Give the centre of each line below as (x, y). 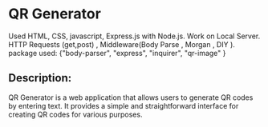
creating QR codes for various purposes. (75, 114)
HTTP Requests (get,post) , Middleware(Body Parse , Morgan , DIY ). (122, 44)
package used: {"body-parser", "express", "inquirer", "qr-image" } (117, 53)
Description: (40, 78)
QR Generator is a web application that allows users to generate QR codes (131, 97)
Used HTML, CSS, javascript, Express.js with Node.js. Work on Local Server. (134, 36)
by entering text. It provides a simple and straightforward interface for (124, 105)
